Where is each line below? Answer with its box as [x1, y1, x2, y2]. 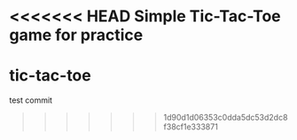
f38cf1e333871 [163, 121, 219, 132]
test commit [9, 95, 53, 105]
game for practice [9, 25, 144, 45]
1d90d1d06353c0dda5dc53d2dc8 [163, 113, 288, 123]
